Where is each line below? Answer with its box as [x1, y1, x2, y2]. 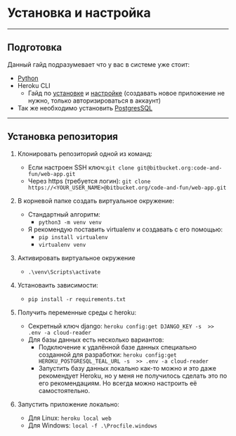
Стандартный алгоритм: [27, 210, 100, 219]
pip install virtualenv [38, 233, 108, 241]
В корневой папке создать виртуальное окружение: [17, 196, 174, 205]
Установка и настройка [7, 5, 151, 21]
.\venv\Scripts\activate [27, 269, 101, 276]
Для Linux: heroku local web [27, 413, 112, 422]
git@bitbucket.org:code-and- [136, 164, 223, 172]
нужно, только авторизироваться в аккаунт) [27, 96, 162, 105]
